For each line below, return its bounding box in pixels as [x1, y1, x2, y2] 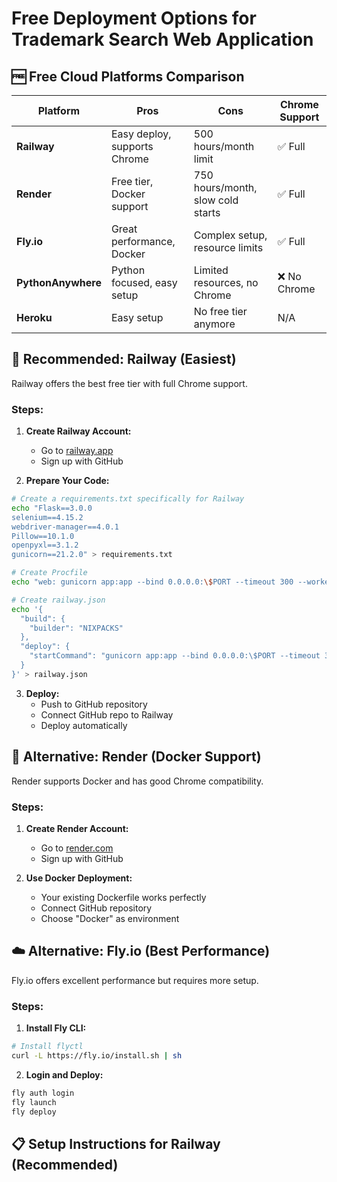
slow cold [193, 193, 239, 207]
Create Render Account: [25, 822, 129, 834]
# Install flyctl [11, 1042, 84, 1052]
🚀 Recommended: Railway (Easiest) [11, 351, 237, 368]
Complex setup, [193, 228, 268, 242]
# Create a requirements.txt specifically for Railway [11, 494, 245, 504]
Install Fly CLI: [25, 1022, 87, 1034]
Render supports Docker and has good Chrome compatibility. [11, 775, 264, 787]
